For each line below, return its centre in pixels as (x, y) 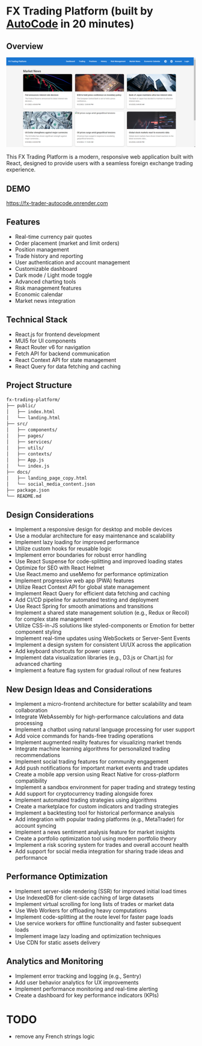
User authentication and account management (72, 262)
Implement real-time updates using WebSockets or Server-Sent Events (103, 638)
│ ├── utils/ (25, 448)
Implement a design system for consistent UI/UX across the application (103, 645)
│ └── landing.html (33, 418)
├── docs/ (19, 472)
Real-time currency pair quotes (54, 236)
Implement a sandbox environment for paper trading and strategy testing (105, 787)
